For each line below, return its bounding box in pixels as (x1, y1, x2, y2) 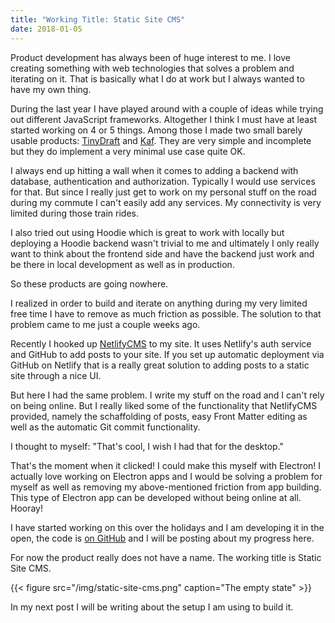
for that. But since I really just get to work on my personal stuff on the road (10, 186, 317, 198)
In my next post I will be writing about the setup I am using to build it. (10, 601, 294, 613)
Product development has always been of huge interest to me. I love (10, 51, 291, 63)
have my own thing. (10, 83, 92, 95)
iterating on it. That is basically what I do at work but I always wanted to (10, 72, 305, 85)
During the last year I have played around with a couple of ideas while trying (10, 102, 324, 115)
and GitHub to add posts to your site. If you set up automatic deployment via (10, 348, 325, 360)
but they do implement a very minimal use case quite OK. (10, 145, 246, 157)
